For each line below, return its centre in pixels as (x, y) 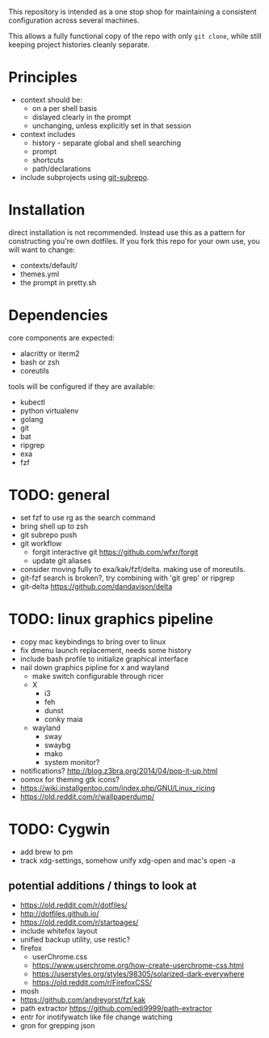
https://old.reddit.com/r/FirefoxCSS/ (92, 983)
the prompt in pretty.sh (58, 282)
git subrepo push (48, 535)
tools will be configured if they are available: (82, 386)
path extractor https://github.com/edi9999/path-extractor (116, 1009)
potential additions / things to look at (103, 886)
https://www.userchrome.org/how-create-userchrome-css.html (138, 965)
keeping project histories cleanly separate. (79, 45)
